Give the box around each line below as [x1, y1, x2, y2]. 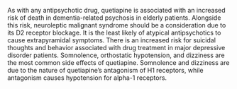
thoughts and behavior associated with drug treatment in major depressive [7, 44, 226, 52]
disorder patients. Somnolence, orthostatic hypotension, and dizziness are [7, 51, 225, 59]
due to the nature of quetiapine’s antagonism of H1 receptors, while [7, 66, 204, 74]
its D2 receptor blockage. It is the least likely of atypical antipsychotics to [7, 28, 221, 37]
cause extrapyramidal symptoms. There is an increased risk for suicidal [7, 36, 216, 44]
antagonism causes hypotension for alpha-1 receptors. [7, 73, 167, 82]
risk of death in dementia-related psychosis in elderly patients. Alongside [7, 13, 221, 22]
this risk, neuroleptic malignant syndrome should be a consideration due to [7, 21, 226, 29]
